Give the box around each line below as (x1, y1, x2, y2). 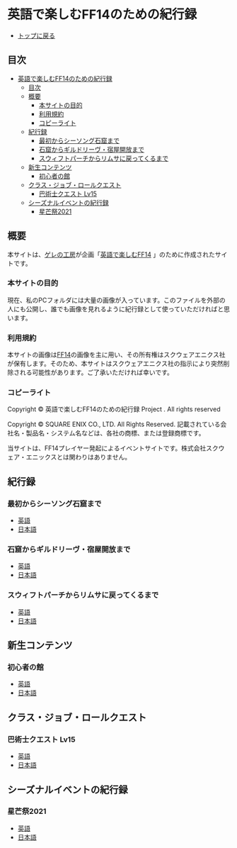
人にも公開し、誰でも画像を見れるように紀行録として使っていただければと (7, 304, 224, 313)
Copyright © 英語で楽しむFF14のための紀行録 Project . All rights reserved (7, 405, 221, 413)
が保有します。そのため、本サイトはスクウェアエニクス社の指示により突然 (7, 359, 224, 368)
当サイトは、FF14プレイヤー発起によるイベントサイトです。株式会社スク (7, 444, 219, 452)
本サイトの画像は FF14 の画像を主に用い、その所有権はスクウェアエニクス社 (7, 350, 226, 359)
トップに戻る (17, 31, 55, 40)
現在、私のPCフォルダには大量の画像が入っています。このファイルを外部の (7, 296, 226, 304)
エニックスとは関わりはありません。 (25, 453, 132, 462)
